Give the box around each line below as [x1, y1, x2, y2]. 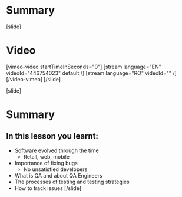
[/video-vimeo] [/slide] [6, 75, 61, 83]
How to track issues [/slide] [14, 184, 81, 192]
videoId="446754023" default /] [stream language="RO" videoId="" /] [6, 69, 177, 77]
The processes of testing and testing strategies [14, 178, 130, 185]
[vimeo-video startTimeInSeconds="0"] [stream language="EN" [6, 63, 162, 70]
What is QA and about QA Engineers [14, 172, 102, 179]
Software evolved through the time [14, 147, 99, 154]
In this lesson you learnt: [6, 131, 99, 142]
